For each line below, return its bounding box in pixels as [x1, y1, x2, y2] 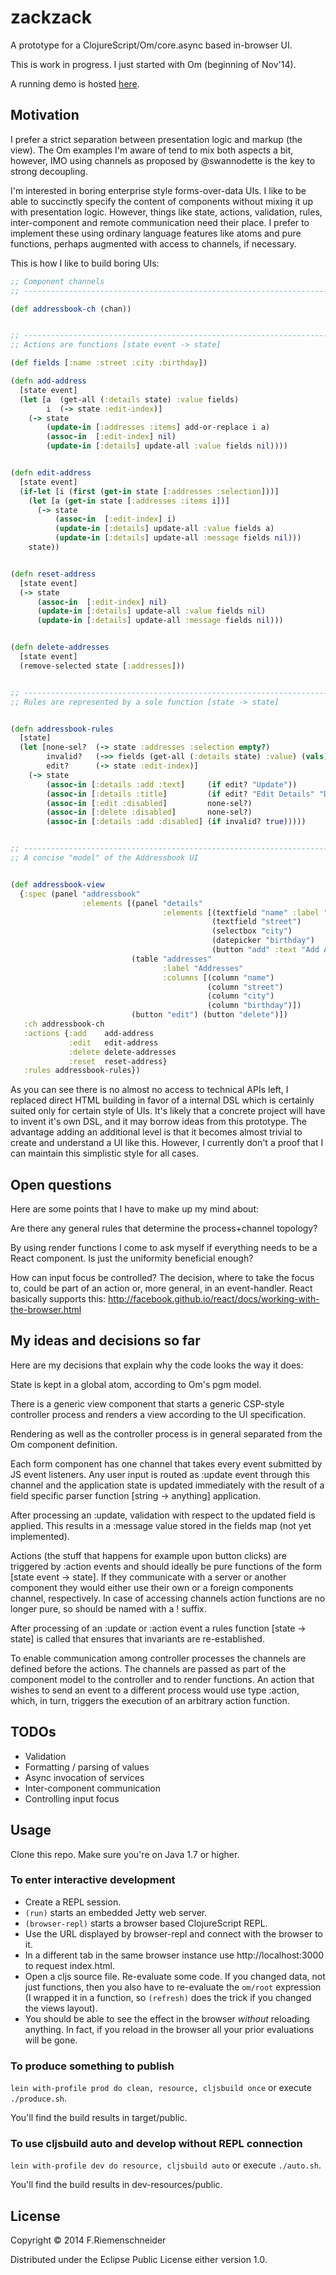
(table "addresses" [131, 954, 213, 964]
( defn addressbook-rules [10, 724, 114, 734]
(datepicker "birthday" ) [211, 936, 315, 946]
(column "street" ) [206, 982, 284, 992]
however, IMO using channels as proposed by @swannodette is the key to [10, 154, 316, 166]
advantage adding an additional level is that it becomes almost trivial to [10, 1126, 303, 1138]
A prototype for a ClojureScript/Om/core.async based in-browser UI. [10, 39, 293, 51]
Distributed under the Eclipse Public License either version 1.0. [10, 2254, 268, 2266]
